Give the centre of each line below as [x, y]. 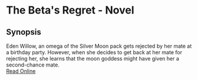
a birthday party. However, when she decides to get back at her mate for [94, 52]
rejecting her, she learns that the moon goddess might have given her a [93, 59]
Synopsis [24, 32]
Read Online [21, 71]
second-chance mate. [33, 65]
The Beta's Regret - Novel [70, 10]
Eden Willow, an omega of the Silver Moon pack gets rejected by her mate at [99, 46]
